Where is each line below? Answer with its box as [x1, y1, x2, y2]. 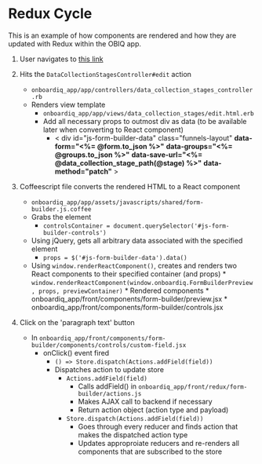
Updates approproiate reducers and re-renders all [78, 438, 239, 448]
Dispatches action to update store [54, 364, 165, 374]
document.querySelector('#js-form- [113, 221, 230, 230]
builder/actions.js [78, 389, 142, 397]
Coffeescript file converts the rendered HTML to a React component [19, 181, 241, 191]
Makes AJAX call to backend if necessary [78, 396, 213, 406]
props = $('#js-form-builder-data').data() [42, 254, 187, 261]
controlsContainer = [42, 221, 111, 230]
